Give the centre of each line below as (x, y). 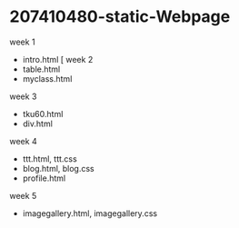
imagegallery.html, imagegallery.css (90, 213)
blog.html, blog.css (59, 168)
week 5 (23, 195)
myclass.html (47, 78)
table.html (41, 69)
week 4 (24, 141)
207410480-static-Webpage (120, 17)
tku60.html (43, 114)
